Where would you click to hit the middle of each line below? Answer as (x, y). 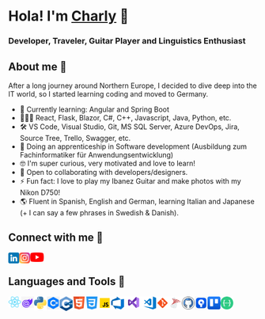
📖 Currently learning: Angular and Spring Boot (95, 109)
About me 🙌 (38, 66)
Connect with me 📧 (56, 238)
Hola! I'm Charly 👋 (68, 16)
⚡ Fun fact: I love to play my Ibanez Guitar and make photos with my (130, 180)
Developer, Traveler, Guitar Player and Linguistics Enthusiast (127, 41)
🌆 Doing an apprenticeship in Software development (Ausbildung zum (133, 146)
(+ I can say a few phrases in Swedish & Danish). (99, 212)
